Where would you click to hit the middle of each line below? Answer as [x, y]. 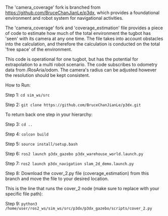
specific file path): [24, 194]
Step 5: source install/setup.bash [42, 144]
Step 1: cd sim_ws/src [27, 95]
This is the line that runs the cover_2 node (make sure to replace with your [82, 188]
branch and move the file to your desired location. [57, 179]
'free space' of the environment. [39, 49]
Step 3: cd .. [19, 124]
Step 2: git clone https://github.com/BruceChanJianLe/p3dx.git [73, 105]
